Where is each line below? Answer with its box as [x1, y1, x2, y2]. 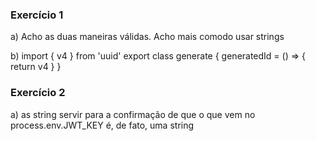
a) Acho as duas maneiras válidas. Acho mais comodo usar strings [10, 31, 285, 43]
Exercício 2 [10, 86, 66, 100]
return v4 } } [10, 61, 62, 73]
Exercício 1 [10, 8, 64, 22]
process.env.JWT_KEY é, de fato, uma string [10, 119, 195, 131]
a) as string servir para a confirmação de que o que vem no [10, 108, 256, 120]
